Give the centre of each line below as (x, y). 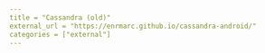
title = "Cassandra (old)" (60, 18)
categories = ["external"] (60, 34)
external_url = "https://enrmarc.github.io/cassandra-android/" (133, 26)
